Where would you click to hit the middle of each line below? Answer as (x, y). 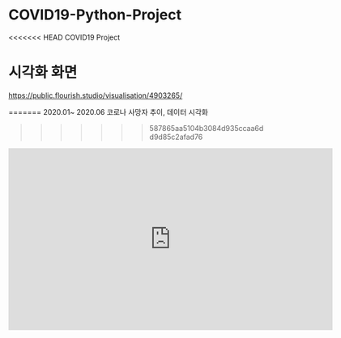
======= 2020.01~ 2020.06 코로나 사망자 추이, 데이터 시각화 (109, 112)
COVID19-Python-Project (95, 15)
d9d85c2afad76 (176, 137)
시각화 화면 (43, 72)
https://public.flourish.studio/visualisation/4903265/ (96, 95)
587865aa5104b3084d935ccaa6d (207, 128)
